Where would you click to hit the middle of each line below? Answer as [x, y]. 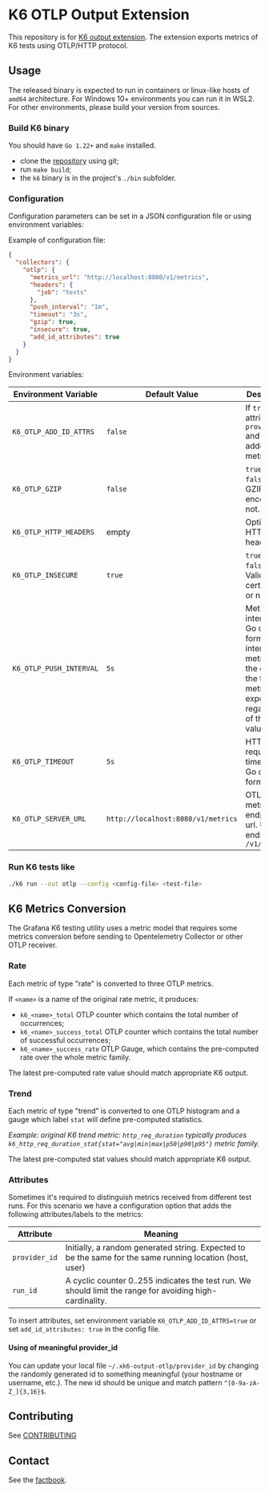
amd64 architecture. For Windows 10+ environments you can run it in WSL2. [131, 99]
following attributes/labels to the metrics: [76, 1214]
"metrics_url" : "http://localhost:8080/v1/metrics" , [119, 277]
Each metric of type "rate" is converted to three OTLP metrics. [111, 983]
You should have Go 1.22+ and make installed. [82, 145]
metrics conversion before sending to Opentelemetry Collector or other [126, 937]
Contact [29, 1460]
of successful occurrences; [65, 1040]
